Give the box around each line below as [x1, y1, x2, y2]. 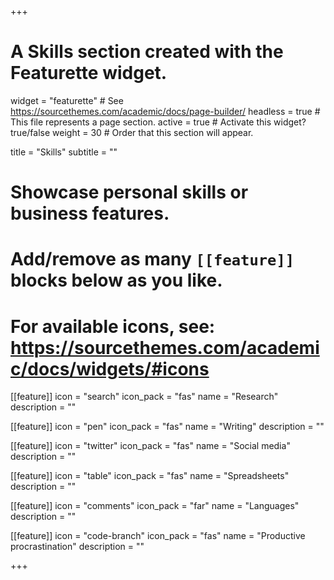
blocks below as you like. [10, 269, 223, 292]
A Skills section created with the [10, 41, 284, 63]
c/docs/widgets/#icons [10, 357, 210, 380]
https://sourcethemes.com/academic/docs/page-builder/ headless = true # [10, 105, 321, 117]
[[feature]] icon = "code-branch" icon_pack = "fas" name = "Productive [10, 530, 306, 542]
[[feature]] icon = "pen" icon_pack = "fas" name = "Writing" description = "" [10, 421, 325, 433]
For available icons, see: [10, 315, 216, 338]
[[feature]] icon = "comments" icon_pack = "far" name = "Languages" [10, 500, 300, 512]
